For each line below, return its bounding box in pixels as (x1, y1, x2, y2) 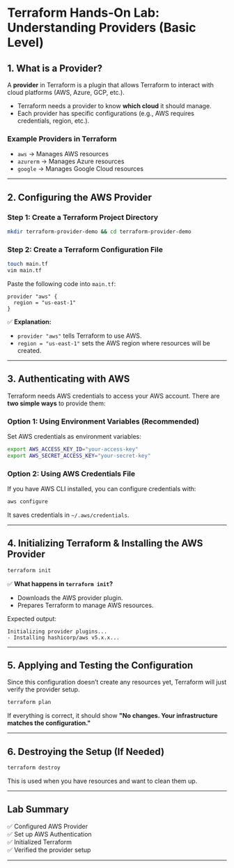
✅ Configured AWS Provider (7, 822, 88, 830)
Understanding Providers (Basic (7, 20, 196, 36)
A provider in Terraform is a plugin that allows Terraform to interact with (7, 81, 214, 89)
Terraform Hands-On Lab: (7, 5, 160, 21)
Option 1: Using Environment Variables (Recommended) (7, 417, 200, 426)
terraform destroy (7, 764, 61, 772)
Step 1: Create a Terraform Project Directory (7, 212, 159, 222)
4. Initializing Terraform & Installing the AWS (7, 537, 203, 549)
